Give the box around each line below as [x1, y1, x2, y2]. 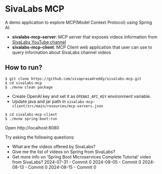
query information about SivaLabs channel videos [12, 49, 111, 55]
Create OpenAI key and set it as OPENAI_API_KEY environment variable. [12, 93, 151, 99]
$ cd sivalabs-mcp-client [5, 112, 57, 117]
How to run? [5, 63, 43, 72]
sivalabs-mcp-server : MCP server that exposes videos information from [12, 34, 158, 40]
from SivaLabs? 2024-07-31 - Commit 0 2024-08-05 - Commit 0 [12, 159, 142, 165]
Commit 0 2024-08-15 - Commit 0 [28, 164, 97, 170]
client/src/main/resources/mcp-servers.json [12, 103, 103, 109]
